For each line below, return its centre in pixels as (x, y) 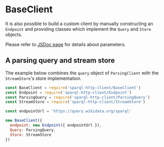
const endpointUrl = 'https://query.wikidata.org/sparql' (68, 111)
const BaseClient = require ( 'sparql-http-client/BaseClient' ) (73, 88)
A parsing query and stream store (60, 61)
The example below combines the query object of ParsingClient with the (82, 73)
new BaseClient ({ (24, 121)
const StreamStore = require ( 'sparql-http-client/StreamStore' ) (75, 102)
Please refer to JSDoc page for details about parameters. (66, 44)
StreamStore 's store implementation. (44, 78)
